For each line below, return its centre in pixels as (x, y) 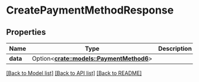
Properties (26, 32)
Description (175, 49)
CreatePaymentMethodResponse (90, 10)
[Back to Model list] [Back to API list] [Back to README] (74, 73)
